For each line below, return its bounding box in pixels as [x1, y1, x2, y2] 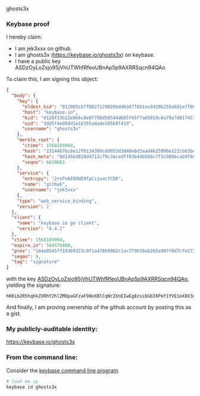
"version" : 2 [17, 203, 49, 209]
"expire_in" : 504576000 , [11, 242, 73, 248]
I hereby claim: [6, 33, 43, 41]
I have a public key [14, 58, 61, 65]
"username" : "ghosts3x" [21, 126, 82, 132]
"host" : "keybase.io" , [21, 109, 79, 115]
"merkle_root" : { [17, 137, 60, 143]
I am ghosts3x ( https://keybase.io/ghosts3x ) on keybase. [14, 51, 155, 58]
